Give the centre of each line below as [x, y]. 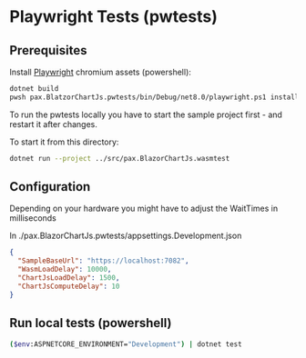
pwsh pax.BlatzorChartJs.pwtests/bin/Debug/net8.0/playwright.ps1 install [154, 97]
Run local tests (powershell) [91, 323]
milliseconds [33, 218]
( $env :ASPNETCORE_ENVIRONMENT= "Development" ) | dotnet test [126, 344]
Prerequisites [48, 50]
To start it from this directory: [64, 142]
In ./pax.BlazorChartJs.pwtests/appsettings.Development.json [126, 236]
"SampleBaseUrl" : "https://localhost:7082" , [103, 261]
